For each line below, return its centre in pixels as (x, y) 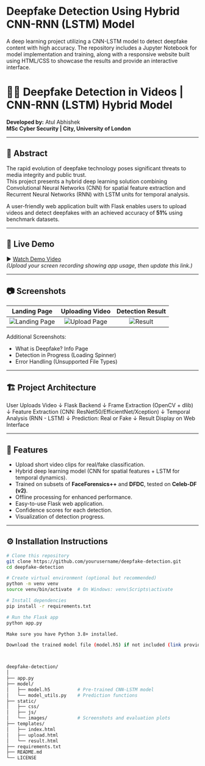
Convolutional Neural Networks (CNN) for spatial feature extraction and (96, 187)
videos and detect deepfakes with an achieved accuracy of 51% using (95, 212)
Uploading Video (86, 312)
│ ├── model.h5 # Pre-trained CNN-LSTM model (80, 689)
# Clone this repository (38, 555)
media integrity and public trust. (46, 175)
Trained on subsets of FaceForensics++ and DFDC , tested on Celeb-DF (106, 484)
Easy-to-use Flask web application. (59, 503)
